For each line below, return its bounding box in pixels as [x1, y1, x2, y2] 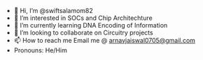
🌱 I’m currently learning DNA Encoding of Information [13, 21, 168, 29]
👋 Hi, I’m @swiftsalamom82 [13, 7, 93, 14]
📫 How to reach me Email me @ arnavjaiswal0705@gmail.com [13, 37, 196, 44]
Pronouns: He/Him [13, 46, 68, 54]
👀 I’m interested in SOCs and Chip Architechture [13, 14, 153, 22]
